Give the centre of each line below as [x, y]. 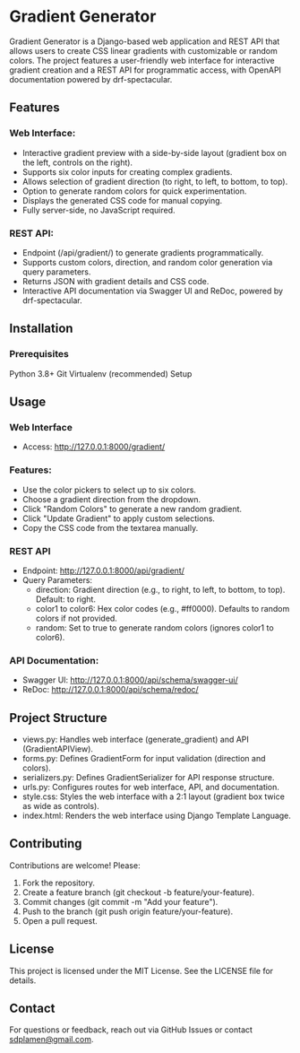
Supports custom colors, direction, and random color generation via [147, 262]
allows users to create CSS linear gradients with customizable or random [143, 50]
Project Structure [58, 718]
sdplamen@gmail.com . [51, 1040]
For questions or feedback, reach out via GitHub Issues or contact [131, 1030]
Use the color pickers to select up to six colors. [109, 490]
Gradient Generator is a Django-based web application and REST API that [145, 41]
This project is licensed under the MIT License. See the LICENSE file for [141, 970]
